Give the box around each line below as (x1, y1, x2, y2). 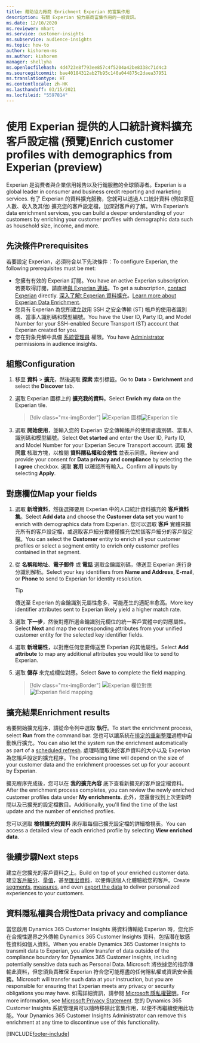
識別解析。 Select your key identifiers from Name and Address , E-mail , (20, 568, 195, 576)
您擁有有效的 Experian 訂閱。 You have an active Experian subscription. (14, 276, 190, 284)
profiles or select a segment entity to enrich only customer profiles (14, 542, 179, 549)
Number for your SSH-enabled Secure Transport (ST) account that (14, 320, 179, 327)
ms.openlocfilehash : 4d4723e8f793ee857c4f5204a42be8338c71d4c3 (6, 64, 167, 71)
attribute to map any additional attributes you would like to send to (14, 650, 179, 658)
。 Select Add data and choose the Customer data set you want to (20, 513, 184, 521)
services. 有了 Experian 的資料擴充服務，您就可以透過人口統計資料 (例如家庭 (6, 195, 194, 202)
